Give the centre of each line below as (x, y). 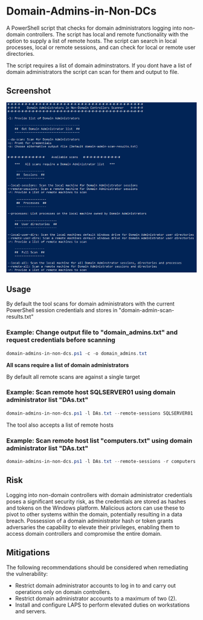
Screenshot (29, 91)
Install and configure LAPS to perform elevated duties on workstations (102, 605)
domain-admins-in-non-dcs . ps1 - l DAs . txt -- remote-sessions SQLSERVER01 (100, 413)
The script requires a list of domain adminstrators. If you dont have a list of (99, 65)
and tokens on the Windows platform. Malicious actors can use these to (95, 508)
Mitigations (28, 553)
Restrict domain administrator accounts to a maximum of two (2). (96, 598)
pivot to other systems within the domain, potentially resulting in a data (94, 514)
